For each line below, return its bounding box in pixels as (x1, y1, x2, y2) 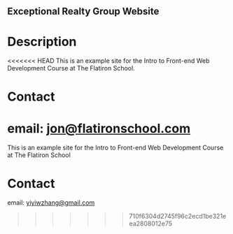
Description (7, 34, 77, 50)
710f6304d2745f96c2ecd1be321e (129, 212, 227, 221)
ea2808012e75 (129, 219, 173, 228)
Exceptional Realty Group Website (7, 6, 160, 17)
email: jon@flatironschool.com (7, 120, 191, 136)
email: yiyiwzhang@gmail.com (7, 198, 95, 207)
